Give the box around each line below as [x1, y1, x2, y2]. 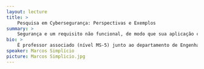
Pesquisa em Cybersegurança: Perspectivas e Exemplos [17, 20, 156, 26]
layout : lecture [6, 8, 47, 15]
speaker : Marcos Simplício [6, 48, 75, 54]
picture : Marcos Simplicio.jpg [6, 53, 86, 59]
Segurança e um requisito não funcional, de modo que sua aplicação [17, 31, 194, 37]
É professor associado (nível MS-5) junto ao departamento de [17, 43, 178, 49]
